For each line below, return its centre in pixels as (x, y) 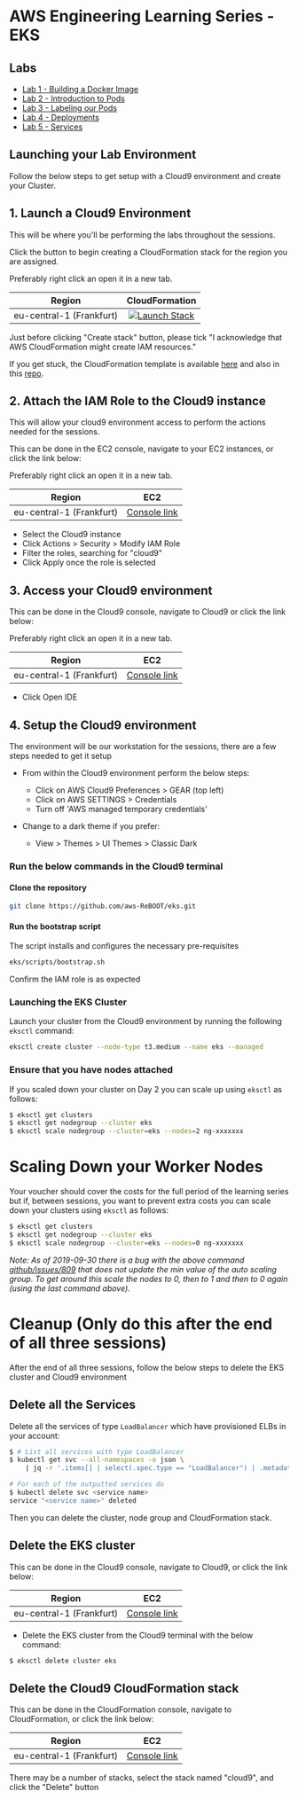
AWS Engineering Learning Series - (142, 16)
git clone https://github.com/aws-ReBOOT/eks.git (103, 906)
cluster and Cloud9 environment (68, 1377)
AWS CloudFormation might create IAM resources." (103, 347)
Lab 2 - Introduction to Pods (74, 98)
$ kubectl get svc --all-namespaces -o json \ (97, 1460)
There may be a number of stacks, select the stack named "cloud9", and (141, 1778)
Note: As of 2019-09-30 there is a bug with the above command (127, 1260)
